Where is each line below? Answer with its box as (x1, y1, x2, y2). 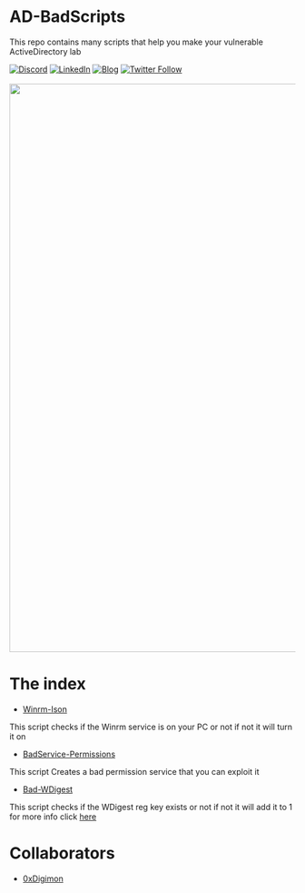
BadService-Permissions (22, 748, 116, 759)
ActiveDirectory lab (9, 45, 82, 56)
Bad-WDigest (22, 784, 74, 795)
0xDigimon (22, 873, 64, 884)
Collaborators (9, 843, 115, 864)
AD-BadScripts (9, 6, 125, 27)
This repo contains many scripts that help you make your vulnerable (9, 36, 263, 47)
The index (9, 674, 86, 695)
